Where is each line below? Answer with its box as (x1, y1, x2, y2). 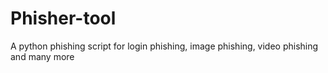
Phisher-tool (10, 7, 117, 30)
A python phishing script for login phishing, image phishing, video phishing (10, 40, 319, 52)
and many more (10, 50, 75, 62)
